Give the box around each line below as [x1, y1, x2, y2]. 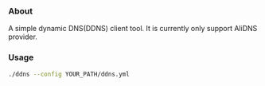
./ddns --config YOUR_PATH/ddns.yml [8, 70, 130, 78]
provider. [8, 32, 38, 41]
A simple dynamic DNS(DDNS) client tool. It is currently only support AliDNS [8, 24, 258, 33]
